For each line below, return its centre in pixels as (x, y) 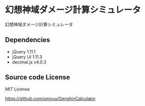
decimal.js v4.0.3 (29, 62)
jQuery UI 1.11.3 (27, 57)
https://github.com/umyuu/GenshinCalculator (50, 98)
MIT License (18, 89)
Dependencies (27, 40)
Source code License (38, 78)
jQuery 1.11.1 (24, 52)
